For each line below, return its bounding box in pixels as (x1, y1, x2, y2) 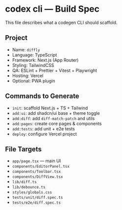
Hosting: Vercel (12, 72, 44, 79)
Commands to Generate (5, 92, 79, 101)
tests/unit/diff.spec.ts (12, 195, 63, 200)
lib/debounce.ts (12, 185, 46, 190)
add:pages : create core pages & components (12, 121, 102, 126)
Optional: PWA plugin (12, 78, 55, 84)
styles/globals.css (12, 190, 52, 195)
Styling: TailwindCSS (12, 62, 54, 68)
